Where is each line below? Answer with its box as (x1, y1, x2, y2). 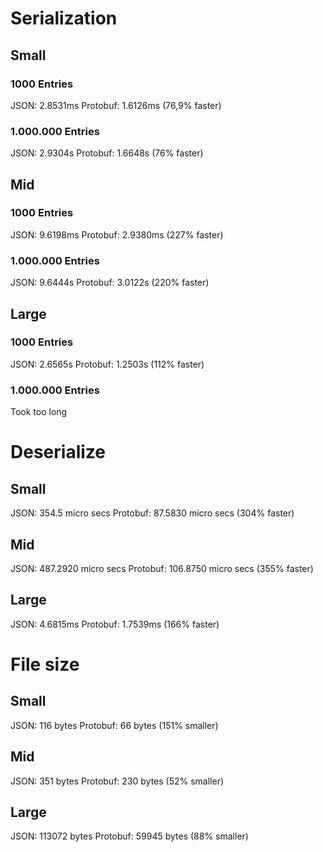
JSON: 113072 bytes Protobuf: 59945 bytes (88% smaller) (10, 830, 249, 842)
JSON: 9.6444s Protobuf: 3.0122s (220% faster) (10, 277, 210, 289)
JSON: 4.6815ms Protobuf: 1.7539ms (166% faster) (10, 618, 220, 630)
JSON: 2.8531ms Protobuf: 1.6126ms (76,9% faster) (10, 99, 222, 111)
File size (10, 653, 80, 676)
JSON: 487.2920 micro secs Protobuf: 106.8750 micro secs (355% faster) (10, 562, 314, 574)
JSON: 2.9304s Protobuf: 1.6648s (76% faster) (10, 147, 204, 159)
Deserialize (10, 441, 106, 464)
